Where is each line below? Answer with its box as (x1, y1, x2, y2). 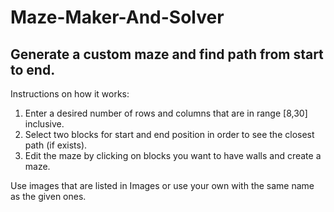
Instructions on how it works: (10, 88, 130, 100)
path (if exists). (24, 139, 88, 151)
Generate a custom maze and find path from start (10, 46, 324, 63)
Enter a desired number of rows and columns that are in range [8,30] (24, 107, 308, 119)
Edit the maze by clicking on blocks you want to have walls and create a (24, 150, 322, 161)
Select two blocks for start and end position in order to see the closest (24, 129, 315, 140)
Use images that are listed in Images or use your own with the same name (10, 180, 315, 191)
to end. (10, 61, 56, 78)
